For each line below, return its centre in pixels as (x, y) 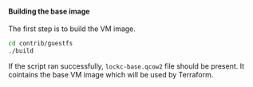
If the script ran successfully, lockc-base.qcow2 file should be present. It (126, 66)
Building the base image (49, 11)
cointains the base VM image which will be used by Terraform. (111, 74)
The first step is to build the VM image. (72, 29)
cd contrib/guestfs (41, 44)
